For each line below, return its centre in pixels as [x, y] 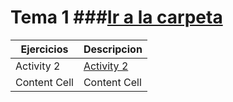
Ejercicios [44, 49]
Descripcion [113, 49]
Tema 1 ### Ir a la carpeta [116, 17]
